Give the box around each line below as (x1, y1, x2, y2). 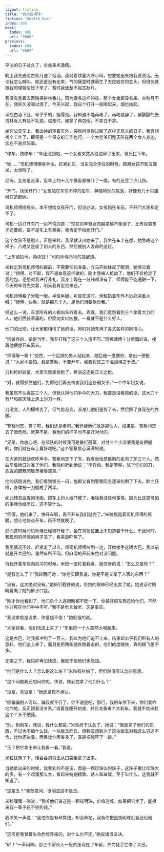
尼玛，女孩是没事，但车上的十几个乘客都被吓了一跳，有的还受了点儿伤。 (5, 177, 150, 183)
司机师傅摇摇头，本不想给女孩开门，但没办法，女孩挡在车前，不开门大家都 (5, 204, 155, 210)
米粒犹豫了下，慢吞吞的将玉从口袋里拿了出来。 (5, 755, 99, 761)
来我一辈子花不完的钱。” (5, 804, 52, 810)
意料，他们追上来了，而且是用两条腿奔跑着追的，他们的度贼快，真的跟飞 (5, 641, 150, 647)
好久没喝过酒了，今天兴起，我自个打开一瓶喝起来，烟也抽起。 (18, 101, 142, 107)
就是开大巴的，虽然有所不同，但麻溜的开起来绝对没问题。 (5, 550, 121, 556)
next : (5, 25, 16, 30)
